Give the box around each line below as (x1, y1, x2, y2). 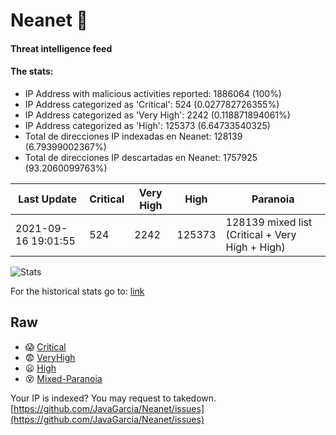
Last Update (18, 192, 78, 206)
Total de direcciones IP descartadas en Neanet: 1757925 (24, 151, 258, 163)
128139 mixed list (225, 215, 313, 229)
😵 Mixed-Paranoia (24, 372, 103, 384)
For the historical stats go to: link (10, 285, 145, 297)
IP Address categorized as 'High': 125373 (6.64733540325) (24, 119, 271, 131)
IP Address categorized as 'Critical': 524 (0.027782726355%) (24, 98, 280, 110)
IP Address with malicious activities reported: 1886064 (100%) (24, 87, 282, 99)
